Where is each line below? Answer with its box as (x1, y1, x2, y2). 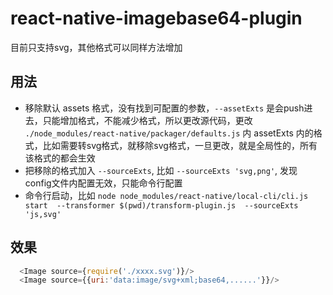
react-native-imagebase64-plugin (10, 7, 303, 30)
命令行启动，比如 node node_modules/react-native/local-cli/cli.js (24, 189, 309, 201)
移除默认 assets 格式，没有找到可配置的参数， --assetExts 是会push (24, 102, 305, 114)
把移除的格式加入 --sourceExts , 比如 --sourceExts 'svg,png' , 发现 (24, 164, 298, 176)
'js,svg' (24, 209, 62, 219)
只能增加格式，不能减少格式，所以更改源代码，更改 (42, 114, 253, 126)
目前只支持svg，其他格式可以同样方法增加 (10, 41, 183, 53)
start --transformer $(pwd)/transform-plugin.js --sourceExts (24, 200, 299, 211)
